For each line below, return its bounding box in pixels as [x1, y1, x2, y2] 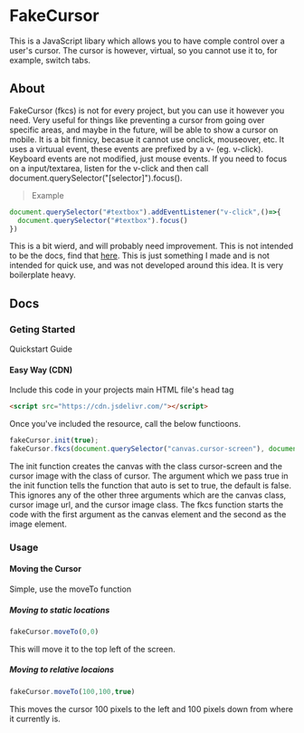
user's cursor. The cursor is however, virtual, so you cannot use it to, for [9, 44, 278, 55]
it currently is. [9, 713, 61, 724]
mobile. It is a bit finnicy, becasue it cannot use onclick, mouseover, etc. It [9, 133, 285, 145]
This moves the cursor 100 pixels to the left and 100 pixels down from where [9, 703, 294, 714]
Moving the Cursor [9, 564, 81, 574]
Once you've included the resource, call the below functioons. [9, 419, 242, 429]
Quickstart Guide [9, 343, 72, 354]
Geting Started [9, 323, 75, 335]
